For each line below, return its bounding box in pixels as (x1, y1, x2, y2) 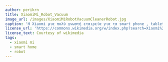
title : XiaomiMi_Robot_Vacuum (5, 12, 68, 17)
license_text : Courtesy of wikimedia (5, 30, 84, 35)
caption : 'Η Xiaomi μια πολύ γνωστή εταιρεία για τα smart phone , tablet (5, 21, 164, 26)
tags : (5, 35, 16, 40)
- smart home (9, 44, 37, 49)
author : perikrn (5, 7, 39, 12)
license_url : (5, 26, 32, 31)
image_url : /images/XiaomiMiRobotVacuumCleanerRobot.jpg (5, 16, 126, 21)
